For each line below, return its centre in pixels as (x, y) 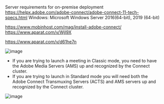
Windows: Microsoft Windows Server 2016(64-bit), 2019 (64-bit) (94, 17)
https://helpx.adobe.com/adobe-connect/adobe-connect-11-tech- (72, 12)
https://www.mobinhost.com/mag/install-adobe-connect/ (63, 27)
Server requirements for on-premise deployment (54, 7)
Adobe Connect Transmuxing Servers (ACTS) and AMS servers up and (84, 81)
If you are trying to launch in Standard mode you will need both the (80, 76)
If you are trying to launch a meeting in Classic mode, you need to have (84, 61)
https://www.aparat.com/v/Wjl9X (38, 32)
